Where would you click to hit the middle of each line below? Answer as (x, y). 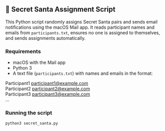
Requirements (23, 51)
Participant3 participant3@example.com (48, 94)
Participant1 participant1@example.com (47, 83)
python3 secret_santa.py (32, 123)
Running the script (29, 113)
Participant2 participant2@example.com (48, 89)
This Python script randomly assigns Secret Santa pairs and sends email (81, 21)
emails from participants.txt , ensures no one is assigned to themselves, (83, 32)
